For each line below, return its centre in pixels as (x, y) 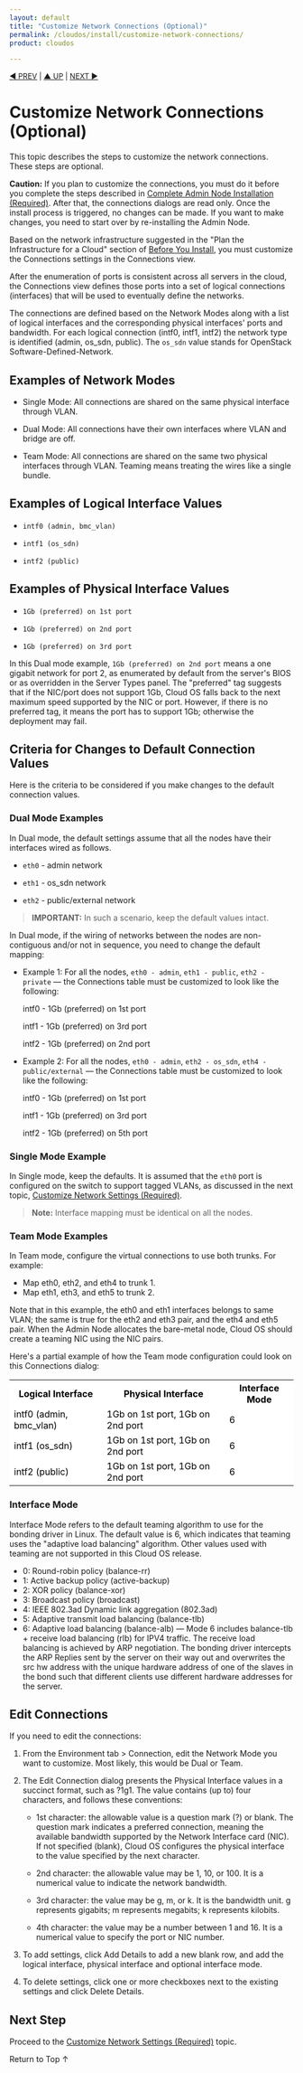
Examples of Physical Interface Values (119, 589)
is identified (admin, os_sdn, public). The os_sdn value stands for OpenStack (151, 342)
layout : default (40, 18)
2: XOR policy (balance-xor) (74, 1590)
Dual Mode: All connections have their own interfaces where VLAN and (154, 429)
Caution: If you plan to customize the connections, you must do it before (144, 184)
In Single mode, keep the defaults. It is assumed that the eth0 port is (136, 1176)
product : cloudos (42, 43)
